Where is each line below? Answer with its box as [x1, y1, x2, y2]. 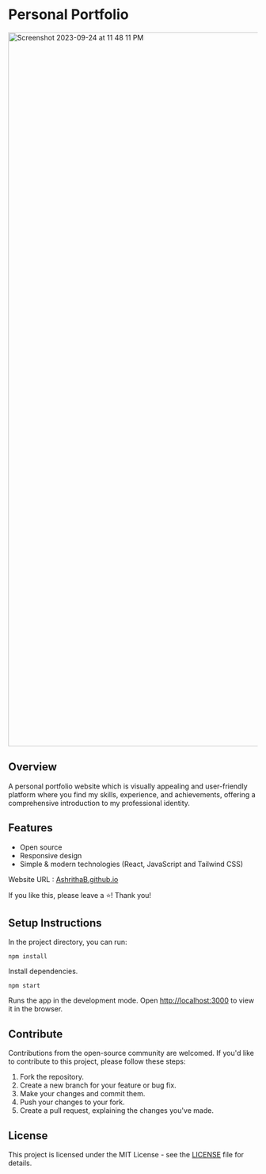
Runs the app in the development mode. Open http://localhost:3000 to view [8, 996, 255, 1005]
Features [8, 821, 53, 834]
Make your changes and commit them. [19, 1089, 146, 1099]
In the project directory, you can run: [8, 938, 127, 947]
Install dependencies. [8, 966, 78, 976]
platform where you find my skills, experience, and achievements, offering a [8, 789, 256, 799]
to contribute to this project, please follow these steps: [8, 1057, 186, 1066]
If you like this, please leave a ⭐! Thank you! [8, 890, 152, 900]
